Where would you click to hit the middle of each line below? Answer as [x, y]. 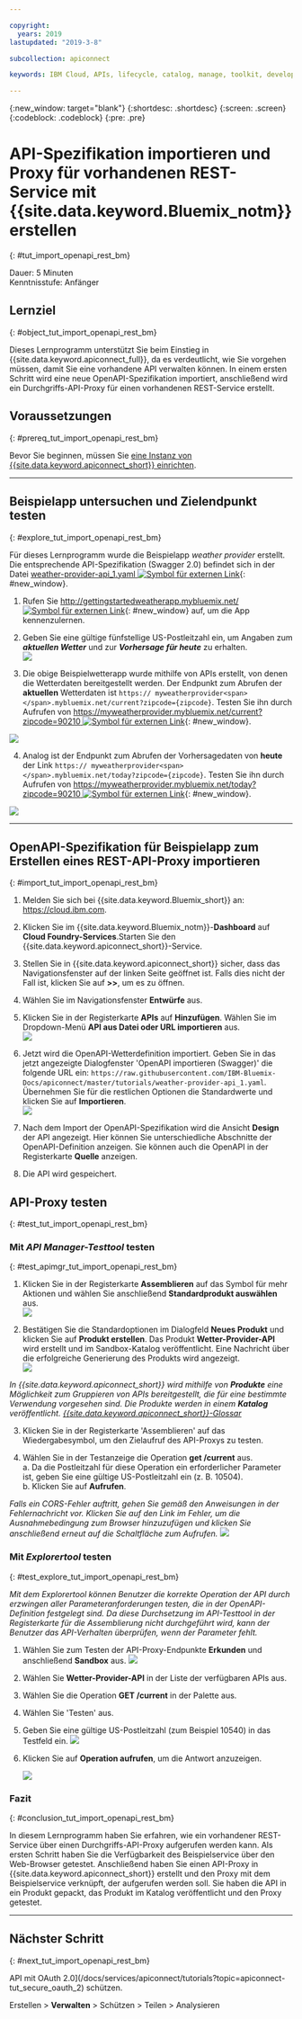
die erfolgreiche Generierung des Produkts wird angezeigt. [131, 1358]
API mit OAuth [35, 1978]
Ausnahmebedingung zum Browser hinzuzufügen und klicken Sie [130, 1523]
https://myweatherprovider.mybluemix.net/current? [168, 711]
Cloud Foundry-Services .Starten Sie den [99, 937]
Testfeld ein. [45, 1740]
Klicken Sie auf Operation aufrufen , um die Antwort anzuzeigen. [142, 1758]
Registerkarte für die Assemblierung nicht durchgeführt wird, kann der [140, 1622]
